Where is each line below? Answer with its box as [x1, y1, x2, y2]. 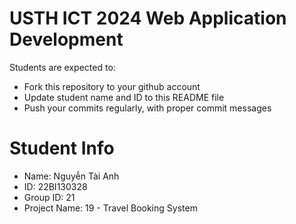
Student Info [9, 137, 115, 160]
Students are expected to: [9, 61, 116, 73]
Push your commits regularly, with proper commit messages [23, 102, 272, 114]
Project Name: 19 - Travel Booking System [23, 202, 198, 214]
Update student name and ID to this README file [23, 91, 225, 103]
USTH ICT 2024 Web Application [9, 7, 287, 30]
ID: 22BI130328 [23, 180, 88, 192]
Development [9, 28, 124, 51]
